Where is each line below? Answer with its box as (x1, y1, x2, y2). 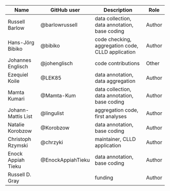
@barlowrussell (40, 21, 77, 28)
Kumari (8, 96, 25, 102)
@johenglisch (40, 60, 73, 67)
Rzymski (8, 142, 28, 149)
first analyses (95, 113, 127, 120)
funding (95, 174, 113, 181)
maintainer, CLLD (95, 136, 136, 142)
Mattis (8, 113, 23, 120)
